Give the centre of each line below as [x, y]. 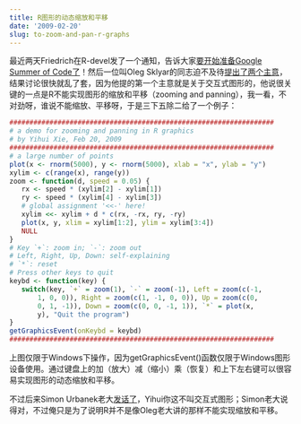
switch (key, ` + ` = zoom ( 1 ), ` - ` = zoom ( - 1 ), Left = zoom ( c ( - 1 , [142, 289]
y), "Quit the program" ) [83, 315]
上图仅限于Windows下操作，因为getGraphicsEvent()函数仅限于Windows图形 [150, 358]
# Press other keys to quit [62, 273]
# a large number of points [62, 156]
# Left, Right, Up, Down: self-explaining [90, 256]
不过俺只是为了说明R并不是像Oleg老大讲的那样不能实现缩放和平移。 [158, 410]
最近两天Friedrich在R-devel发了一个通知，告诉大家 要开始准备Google [136, 61]
